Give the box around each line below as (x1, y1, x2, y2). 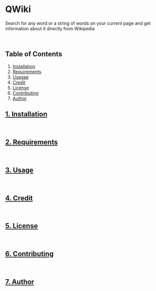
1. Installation (5, 110, 48, 119)
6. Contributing (5, 250, 54, 258)
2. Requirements (5, 137, 58, 147)
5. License (5, 222, 38, 230)
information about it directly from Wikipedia (5, 25, 95, 31)
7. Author (5, 278, 34, 286)
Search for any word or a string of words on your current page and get (5, 20, 151, 26)
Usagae (12, 74, 29, 80)
